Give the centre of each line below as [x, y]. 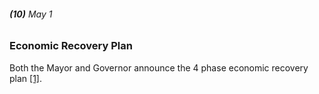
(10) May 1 [31, 14]
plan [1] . [26, 78]
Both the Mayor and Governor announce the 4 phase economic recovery [159, 67]
